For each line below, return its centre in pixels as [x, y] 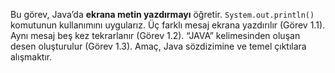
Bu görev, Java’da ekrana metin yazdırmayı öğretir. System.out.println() [162, 14]
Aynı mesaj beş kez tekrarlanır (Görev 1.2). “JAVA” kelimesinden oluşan [155, 35]
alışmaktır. [31, 57]
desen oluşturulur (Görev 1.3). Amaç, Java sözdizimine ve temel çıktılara [158, 46]
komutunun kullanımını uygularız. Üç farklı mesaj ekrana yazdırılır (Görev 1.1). [168, 25]
